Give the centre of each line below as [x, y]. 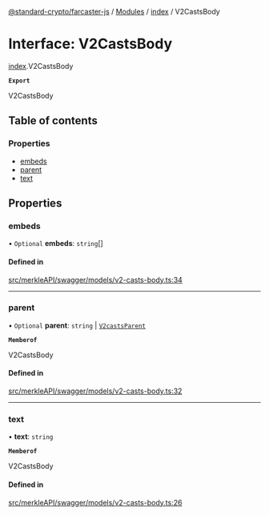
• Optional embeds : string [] [56, 243]
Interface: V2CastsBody [90, 44]
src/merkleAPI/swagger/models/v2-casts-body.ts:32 [95, 391]
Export [19, 80]
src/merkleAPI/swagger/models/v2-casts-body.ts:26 [95, 502]
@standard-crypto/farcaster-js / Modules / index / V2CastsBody [114, 12]
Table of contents [53, 121]
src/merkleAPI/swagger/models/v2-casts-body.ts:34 [95, 280]
